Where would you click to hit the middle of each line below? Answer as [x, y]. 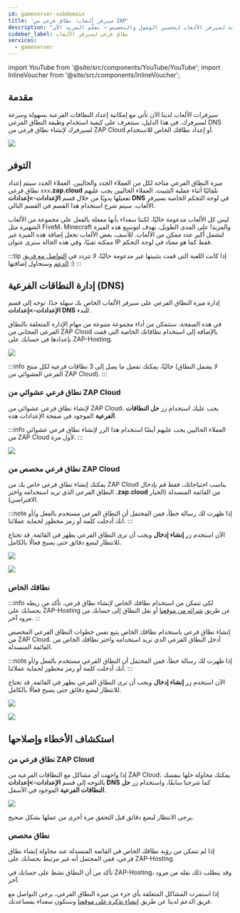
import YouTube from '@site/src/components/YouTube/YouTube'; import [114, 67]
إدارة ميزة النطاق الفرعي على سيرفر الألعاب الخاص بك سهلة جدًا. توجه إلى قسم [114, 303]
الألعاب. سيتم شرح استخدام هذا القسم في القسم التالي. [82, 205]
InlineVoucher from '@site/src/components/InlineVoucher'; [94, 75]
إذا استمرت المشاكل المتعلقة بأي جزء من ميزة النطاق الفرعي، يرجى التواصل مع [114, 894]
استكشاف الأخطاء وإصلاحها [61, 739]
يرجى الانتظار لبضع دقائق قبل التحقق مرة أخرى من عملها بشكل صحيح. [101, 817]
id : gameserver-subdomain [46, 14]
